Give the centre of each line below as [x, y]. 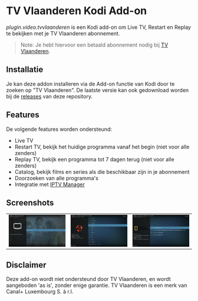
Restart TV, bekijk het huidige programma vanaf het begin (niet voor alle [102, 147]
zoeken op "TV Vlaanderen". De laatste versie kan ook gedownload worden [98, 90]
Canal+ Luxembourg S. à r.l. [40, 292]
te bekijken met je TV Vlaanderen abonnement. [63, 33]
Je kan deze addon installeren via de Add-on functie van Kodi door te [90, 84]
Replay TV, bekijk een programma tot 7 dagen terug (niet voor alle [95, 159]
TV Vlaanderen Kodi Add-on [77, 11]
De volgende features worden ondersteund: [59, 129]
